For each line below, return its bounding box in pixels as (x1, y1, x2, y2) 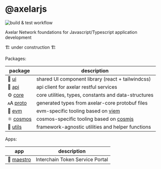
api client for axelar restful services (36, 84, 118, 90)
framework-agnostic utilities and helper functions (36, 123, 151, 130)
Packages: (5, 56, 27, 61)
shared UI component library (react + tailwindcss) (36, 75, 151, 82)
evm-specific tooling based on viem (36, 107, 120, 114)
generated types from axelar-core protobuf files (36, 99, 148, 106)
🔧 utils (7, 123, 22, 130)
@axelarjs (5, 3, 48, 15)
